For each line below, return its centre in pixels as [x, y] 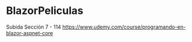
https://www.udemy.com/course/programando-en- [124, 27]
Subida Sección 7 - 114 [34, 27]
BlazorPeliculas [45, 11]
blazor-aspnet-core [30, 33]
